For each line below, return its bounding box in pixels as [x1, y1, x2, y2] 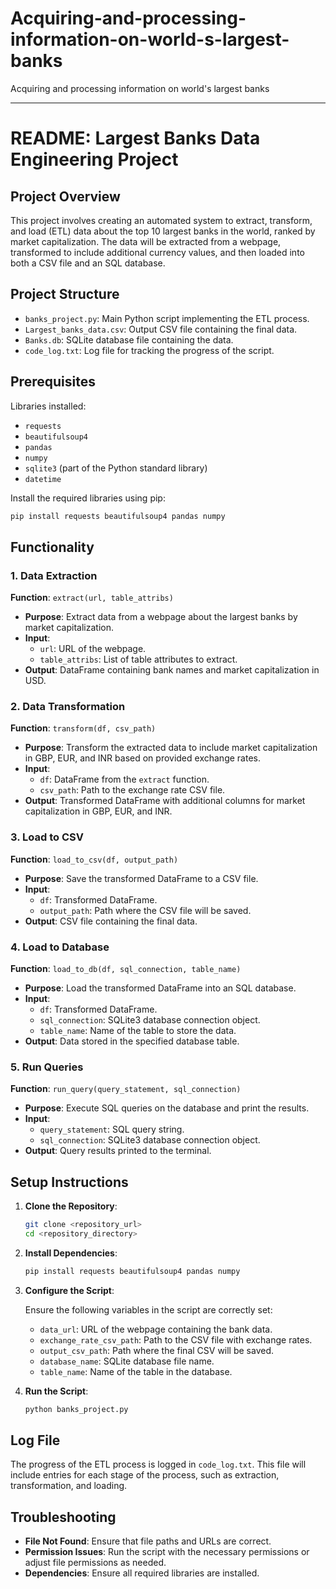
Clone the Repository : [24, 1200, 118, 1212]
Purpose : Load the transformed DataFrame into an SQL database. [24, 982, 297, 994]
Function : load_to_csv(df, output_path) [10, 853, 179, 865]
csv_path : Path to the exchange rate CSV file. [39, 784, 226, 796]
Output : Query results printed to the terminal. [24, 1145, 212, 1157]
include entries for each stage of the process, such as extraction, [10, 1469, 280, 1481]
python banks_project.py [24, 1404, 129, 1414]
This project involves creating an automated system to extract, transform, [10, 214, 313, 226]
